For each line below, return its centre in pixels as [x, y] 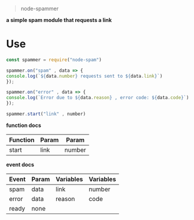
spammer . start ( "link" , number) [46, 114]
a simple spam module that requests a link [59, 20]
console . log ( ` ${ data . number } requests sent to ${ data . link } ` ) [84, 76]
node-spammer [40, 9]
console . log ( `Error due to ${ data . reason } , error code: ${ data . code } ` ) [98, 98]
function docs [24, 125]
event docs [20, 164]
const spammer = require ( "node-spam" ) [54, 60]
